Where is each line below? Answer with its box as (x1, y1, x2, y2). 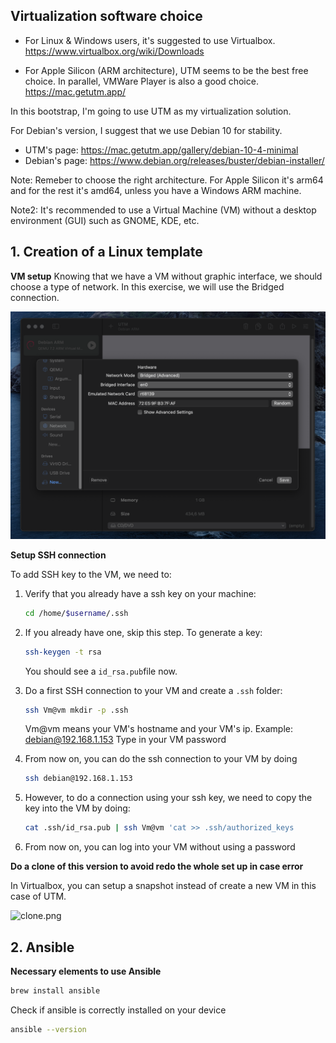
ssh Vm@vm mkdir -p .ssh (24, 705, 129, 715)
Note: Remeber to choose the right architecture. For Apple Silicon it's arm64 (10, 174, 324, 186)
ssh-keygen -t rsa (24, 647, 102, 657)
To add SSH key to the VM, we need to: (10, 568, 172, 580)
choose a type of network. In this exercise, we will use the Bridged (10, 280, 285, 293)
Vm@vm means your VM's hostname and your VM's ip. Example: (24, 723, 293, 735)
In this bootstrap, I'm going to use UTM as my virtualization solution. (10, 105, 292, 117)
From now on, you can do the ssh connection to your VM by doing (24, 753, 298, 765)
